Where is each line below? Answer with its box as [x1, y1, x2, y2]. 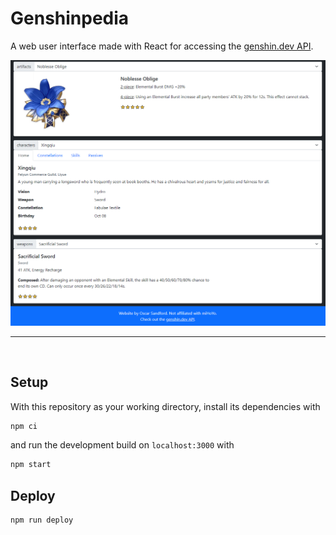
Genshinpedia [10, 7, 130, 30]
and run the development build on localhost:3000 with [10, 439, 235, 451]
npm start [10, 460, 52, 470]
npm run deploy [10, 515, 74, 526]
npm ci [10, 421, 38, 431]
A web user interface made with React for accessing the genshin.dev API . [10, 40, 314, 52]
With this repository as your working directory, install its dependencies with [10, 400, 321, 412]
